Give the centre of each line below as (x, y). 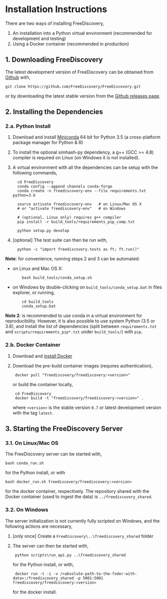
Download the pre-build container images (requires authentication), (82, 365)
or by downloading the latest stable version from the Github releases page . (83, 96)
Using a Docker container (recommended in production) (71, 43)
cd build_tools (38, 302)
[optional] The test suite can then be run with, (60, 240)
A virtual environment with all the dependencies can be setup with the (85, 167)
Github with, (18, 77)
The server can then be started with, (50, 546)
